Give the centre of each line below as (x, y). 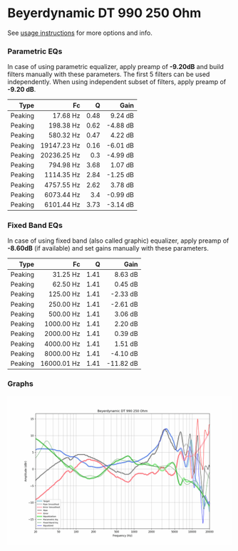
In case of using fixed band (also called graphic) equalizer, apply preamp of (118, 241)
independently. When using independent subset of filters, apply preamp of (117, 82)
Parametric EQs (35, 51)
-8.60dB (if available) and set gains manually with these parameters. (108, 248)
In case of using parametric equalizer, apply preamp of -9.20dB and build (116, 67)
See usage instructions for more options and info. (80, 33)
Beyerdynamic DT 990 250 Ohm (104, 13)
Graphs (20, 384)
